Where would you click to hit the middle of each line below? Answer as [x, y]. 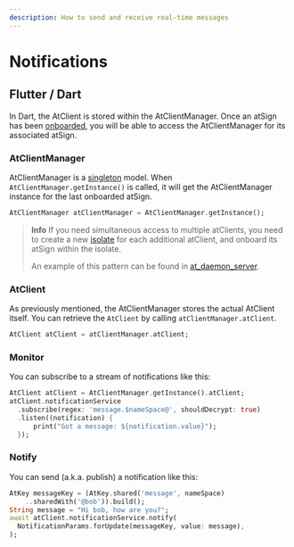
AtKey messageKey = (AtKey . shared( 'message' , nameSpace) [117, 493]
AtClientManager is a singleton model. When [91, 177]
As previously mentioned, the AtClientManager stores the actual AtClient [142, 309]
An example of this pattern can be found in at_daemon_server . [145, 266]
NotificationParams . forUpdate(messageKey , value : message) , [131, 526]
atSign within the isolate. [76, 249]
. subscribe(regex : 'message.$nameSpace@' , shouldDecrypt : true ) [139, 410]
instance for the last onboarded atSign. [81, 196]
